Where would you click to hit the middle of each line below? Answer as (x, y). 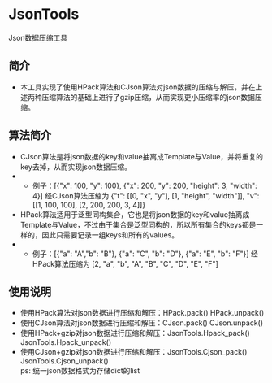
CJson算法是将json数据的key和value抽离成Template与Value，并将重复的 (142, 156)
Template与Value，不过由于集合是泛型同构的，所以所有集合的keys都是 (138, 224)
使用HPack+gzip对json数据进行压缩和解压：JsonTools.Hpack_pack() (135, 333)
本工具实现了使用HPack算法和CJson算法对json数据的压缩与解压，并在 (138, 87)
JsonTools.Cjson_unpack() (64, 361)
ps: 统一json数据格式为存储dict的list (80, 371)
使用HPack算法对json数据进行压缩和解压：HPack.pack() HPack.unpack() (142, 313)
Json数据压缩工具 (38, 37)
